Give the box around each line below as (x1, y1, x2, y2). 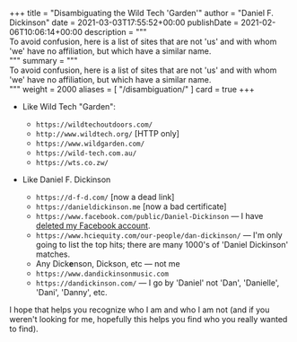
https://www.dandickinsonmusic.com (35, 269, 169, 278)
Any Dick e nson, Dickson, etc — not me (35, 259, 181, 268)
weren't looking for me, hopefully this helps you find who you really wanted (9, 314, 288, 324)
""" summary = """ (9, 56, 78, 66)
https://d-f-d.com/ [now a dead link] (35, 192, 175, 202)
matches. (35, 249, 71, 259)
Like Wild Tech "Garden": (22, 101, 117, 111)
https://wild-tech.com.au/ (35, 149, 137, 158)
